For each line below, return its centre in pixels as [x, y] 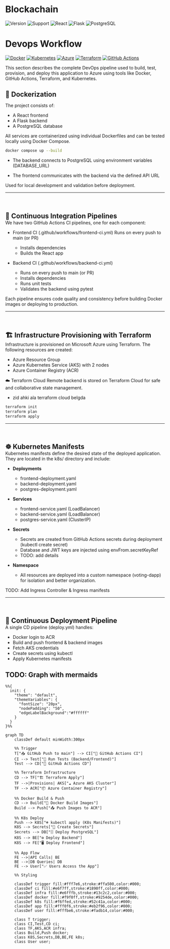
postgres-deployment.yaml [48, 489]
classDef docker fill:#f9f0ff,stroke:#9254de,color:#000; [77, 898]
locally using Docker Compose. [38, 141]
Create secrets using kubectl [42, 653]
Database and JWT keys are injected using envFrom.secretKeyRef [89, 550]
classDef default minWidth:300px [50, 740]
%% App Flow [27, 853]
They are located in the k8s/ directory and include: [58, 459]
